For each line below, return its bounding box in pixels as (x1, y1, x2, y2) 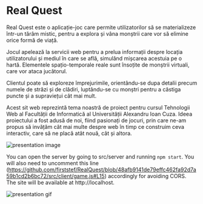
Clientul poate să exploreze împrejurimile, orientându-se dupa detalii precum (6, 79, 198, 87)
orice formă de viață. (6, 36, 59, 44)
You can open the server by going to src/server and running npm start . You (6, 153, 195, 160)
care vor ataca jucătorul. (6, 67, 68, 74)
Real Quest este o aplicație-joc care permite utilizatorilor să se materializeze (6, 24, 196, 31)
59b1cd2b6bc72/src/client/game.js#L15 (6, 172, 105, 179)
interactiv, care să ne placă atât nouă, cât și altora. (6, 130, 132, 137)
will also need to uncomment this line (6, 159, 99, 166)
